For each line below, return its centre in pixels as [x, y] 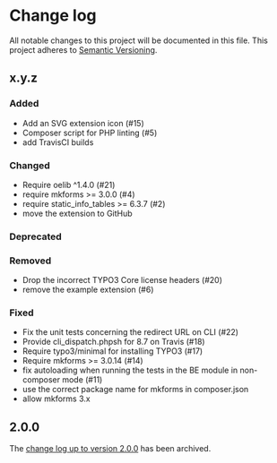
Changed [30, 165]
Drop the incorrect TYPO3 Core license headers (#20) [122, 280]
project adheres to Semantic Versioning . [83, 49]
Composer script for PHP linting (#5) [90, 133]
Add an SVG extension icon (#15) [83, 123]
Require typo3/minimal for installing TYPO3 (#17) [113, 351]
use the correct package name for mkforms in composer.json [135, 390]
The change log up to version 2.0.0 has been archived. [110, 449]
